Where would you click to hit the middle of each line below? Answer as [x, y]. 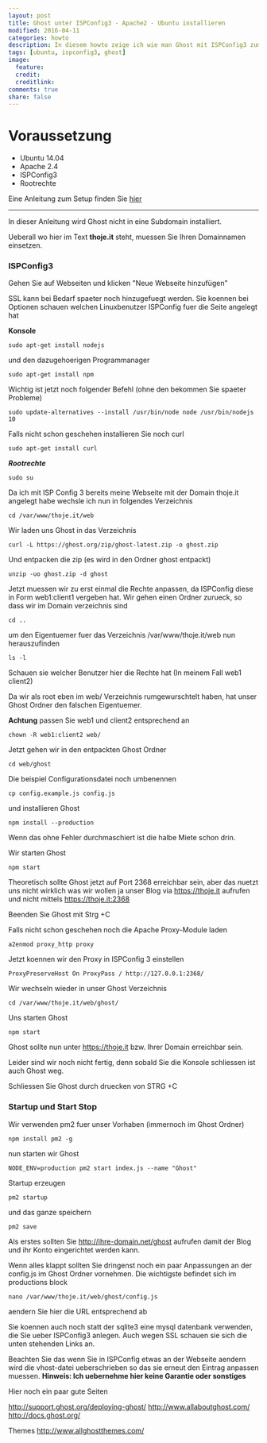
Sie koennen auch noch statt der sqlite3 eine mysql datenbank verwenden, [131, 1326]
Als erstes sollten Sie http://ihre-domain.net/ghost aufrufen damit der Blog [130, 1241]
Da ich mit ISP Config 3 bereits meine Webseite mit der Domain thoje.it [124, 492]
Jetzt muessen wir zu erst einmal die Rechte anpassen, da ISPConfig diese [131, 589]
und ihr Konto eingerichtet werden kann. [74, 1250]
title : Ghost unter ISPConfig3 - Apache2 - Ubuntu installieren [117, 23]
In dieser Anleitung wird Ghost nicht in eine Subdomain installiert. [115, 222]
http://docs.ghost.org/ [44, 1415]
